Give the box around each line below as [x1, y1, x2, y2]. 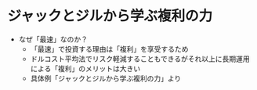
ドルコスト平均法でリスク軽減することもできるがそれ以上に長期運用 [30, 54, 250, 63]
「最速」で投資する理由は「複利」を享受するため [30, 44, 189, 53]
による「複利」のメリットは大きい [30, 63, 141, 73]
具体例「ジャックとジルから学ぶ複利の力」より [30, 74, 182, 83]
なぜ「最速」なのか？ [18, 34, 88, 44]
